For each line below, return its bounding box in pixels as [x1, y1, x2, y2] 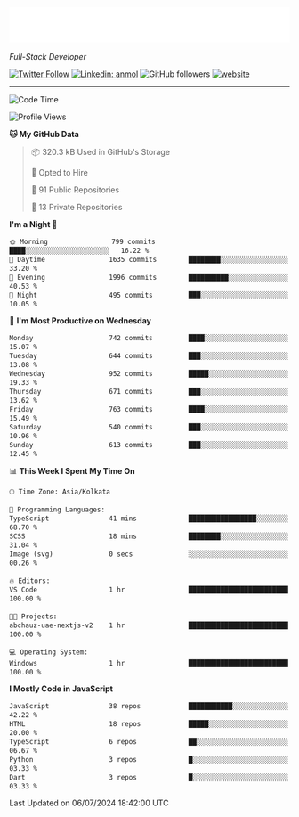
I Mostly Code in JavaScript [9, 683, 114, 694]
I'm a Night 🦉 [9, 219, 58, 229]
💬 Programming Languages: [9, 505, 105, 514]
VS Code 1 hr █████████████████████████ [9, 585, 289, 594]
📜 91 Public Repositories [30, 184, 120, 195]
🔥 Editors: [9, 576, 51, 585]
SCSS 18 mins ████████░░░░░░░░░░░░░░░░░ [9, 532, 289, 541]
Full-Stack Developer [9, 52, 87, 61]
